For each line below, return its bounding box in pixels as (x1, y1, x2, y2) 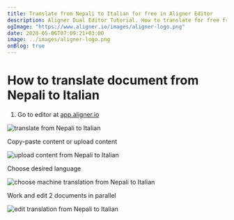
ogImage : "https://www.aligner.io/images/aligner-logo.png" (7, 23, 186, 30)
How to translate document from (7, 72, 199, 88)
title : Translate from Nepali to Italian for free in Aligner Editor (7, 10, 214, 17)
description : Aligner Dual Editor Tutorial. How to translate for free (7, 17, 219, 24)
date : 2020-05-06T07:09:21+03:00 (7, 29, 104, 37)
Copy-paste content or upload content (7, 137, 118, 146)
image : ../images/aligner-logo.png (7, 36, 111, 43)
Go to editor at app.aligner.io (17, 110, 100, 118)
